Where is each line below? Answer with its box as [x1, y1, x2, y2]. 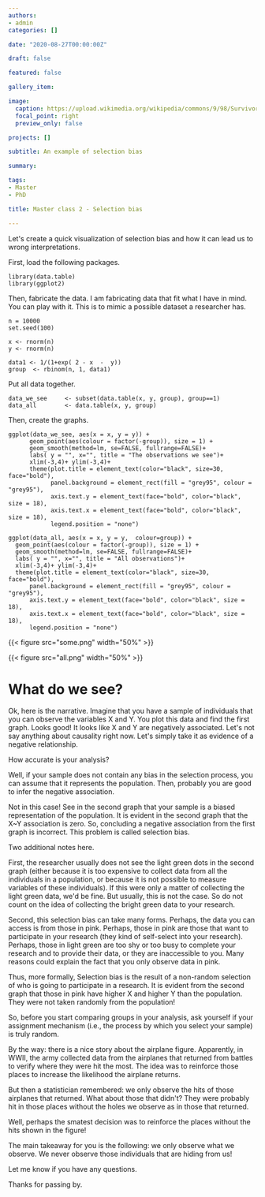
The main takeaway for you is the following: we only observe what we [8, 1141, 235, 1150]
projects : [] [8, 133, 51, 142]
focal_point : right [15, 112, 80, 120]
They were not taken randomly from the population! [8, 997, 176, 1007]
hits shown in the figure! [8, 1125, 87, 1135]
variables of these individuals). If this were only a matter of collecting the [8, 883, 245, 893]
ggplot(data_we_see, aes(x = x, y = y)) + [8, 431, 150, 438]
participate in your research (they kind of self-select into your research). [8, 932, 243, 942]
